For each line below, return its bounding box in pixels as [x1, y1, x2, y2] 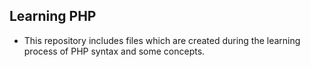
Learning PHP [9, 8, 97, 25]
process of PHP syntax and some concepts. [23, 45, 206, 57]
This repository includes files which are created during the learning [23, 34, 301, 46]
